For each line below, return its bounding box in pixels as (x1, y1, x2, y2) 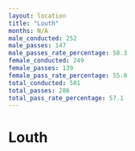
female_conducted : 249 (8, 57, 84, 65)
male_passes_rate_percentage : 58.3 (8, 49, 128, 57)
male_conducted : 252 (8, 34, 78, 43)
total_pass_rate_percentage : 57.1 (8, 94, 125, 102)
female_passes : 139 (8, 64, 74, 72)
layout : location (8, 11, 67, 20)
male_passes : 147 (8, 42, 67, 50)
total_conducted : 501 (8, 79, 81, 87)
